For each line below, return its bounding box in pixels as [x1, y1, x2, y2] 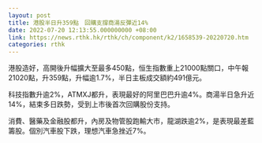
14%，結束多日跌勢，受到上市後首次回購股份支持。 [8, 100, 175, 109]
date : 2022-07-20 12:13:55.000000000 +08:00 [8, 26, 157, 34]
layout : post [8, 11, 51, 20]
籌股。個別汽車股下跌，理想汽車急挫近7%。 [8, 126, 151, 136]
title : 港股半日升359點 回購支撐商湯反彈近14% [8, 19, 148, 27]
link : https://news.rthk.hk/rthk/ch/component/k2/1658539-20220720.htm [8, 33, 249, 42]
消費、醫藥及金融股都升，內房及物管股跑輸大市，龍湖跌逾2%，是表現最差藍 [8, 116, 255, 126]
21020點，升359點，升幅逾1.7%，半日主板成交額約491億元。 [8, 73, 207, 82]
